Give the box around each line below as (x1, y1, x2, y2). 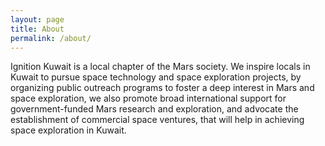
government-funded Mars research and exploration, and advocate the (10, 103, 299, 115)
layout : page (10, 14, 65, 25)
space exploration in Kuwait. (10, 124, 127, 136)
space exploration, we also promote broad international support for (10, 92, 287, 105)
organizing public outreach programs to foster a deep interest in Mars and (10, 82, 315, 94)
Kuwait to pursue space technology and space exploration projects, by (10, 71, 302, 83)
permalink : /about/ (10, 33, 92, 43)
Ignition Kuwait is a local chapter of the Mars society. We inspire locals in (10, 61, 311, 73)
